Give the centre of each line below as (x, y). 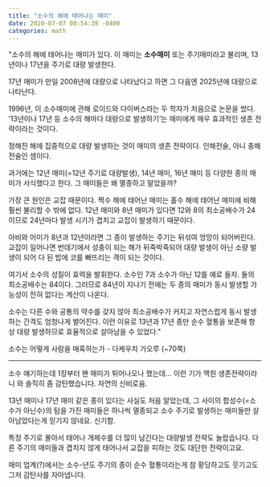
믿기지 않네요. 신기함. (83, 421)
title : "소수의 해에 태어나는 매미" (60, 16)
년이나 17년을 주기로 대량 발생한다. (62, 64)
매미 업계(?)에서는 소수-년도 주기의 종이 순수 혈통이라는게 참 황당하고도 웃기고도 (133, 465)
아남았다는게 (28, 421)
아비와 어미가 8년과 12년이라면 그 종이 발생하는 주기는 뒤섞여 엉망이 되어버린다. (132, 237)
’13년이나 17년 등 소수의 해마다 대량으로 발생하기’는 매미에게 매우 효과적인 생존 (131, 119)
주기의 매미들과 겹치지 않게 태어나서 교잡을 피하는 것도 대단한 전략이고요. (130, 448)
